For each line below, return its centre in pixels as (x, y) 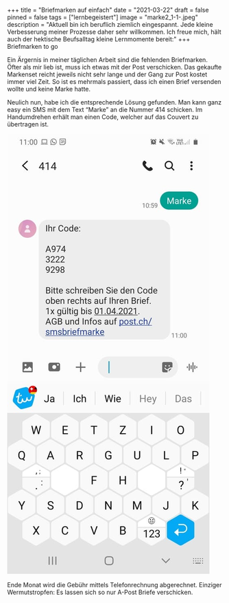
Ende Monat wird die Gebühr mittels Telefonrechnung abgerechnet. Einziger (114, 585)
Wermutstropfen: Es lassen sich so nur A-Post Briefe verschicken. (100, 592)
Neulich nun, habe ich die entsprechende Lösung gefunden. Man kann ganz (114, 102)
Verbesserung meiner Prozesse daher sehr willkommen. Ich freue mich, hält (114, 32)
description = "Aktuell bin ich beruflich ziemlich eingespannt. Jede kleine (110, 24)
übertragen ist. (28, 124)
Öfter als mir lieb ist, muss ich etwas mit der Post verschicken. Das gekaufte (114, 67)
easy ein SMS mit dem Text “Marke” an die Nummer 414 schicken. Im (105, 110)
